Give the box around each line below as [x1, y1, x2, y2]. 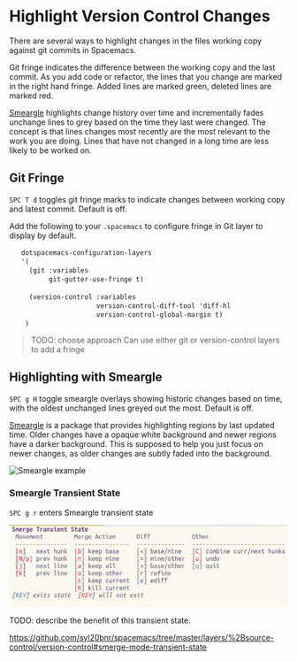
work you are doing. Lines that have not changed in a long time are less [9, 135, 270, 146]
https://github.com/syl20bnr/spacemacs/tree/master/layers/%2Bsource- [9, 632, 275, 642]
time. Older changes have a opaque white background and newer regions [9, 429, 277, 440]
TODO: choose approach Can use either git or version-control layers [30, 334, 280, 345]
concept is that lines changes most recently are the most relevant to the [9, 126, 271, 136]
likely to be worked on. [9, 144, 92, 156]
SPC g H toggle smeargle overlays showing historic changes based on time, [9, 393, 283, 404]
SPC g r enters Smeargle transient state [9, 507, 154, 518]
